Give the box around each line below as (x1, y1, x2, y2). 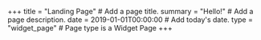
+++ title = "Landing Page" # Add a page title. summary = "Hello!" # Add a (7, 7, 254, 16)
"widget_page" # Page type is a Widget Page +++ (7, 24, 173, 32)
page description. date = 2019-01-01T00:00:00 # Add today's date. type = (7, 15, 254, 24)
